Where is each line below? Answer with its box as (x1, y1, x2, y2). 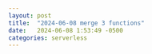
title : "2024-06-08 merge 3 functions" (8, 19, 146, 27)
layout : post (8, 11, 52, 20)
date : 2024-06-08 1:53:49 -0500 (8, 26, 124, 34)
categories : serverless (8, 33, 88, 42)
